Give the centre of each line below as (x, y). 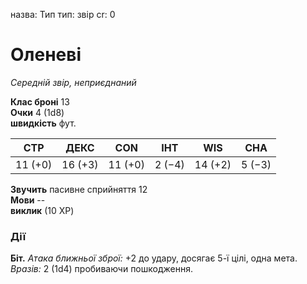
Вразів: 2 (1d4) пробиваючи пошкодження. (101, 269)
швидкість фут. (43, 123)
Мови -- (28, 200)
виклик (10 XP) (42, 210)
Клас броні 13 (40, 101)
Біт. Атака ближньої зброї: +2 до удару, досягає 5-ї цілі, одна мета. (154, 258)
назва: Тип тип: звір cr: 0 (63, 14)
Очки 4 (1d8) (37, 112)
